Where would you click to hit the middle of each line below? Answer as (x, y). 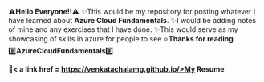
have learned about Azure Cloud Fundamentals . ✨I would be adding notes (132, 20)
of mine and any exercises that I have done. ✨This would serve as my (123, 29)
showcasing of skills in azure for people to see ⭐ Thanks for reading (121, 39)
